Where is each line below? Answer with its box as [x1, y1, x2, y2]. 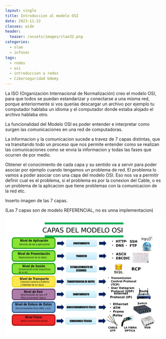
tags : [5, 55, 16, 60]
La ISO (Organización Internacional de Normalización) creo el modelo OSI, [5, 90, 157, 96]
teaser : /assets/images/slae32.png [9, 34, 83, 39]
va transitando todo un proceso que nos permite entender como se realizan [5, 142, 160, 147]
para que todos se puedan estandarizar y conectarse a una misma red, [5, 96, 150, 101]
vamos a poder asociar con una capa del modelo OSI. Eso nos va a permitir [5, 172, 159, 178]
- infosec [9, 50, 30, 55]
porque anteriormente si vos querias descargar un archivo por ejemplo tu [5, 101, 155, 107]
